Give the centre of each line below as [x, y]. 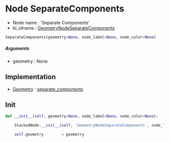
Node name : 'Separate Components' [51, 23]
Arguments [17, 49]
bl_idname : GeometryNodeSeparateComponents [63, 28]
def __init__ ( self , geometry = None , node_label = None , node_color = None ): [82, 116]
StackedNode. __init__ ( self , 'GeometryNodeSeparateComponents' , [82, 125]
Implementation [31, 77]
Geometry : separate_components [48, 89]
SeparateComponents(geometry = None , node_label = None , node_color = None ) [81, 37]
